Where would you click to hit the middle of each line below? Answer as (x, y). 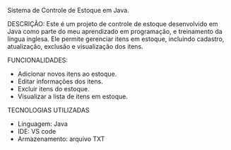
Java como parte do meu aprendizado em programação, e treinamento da (115, 31)
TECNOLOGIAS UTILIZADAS (48, 110)
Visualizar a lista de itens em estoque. (73, 96)
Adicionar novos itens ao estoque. (67, 74)
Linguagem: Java (43, 124)
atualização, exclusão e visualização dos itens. (75, 46)
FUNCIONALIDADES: (38, 60)
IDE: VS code (37, 131)
